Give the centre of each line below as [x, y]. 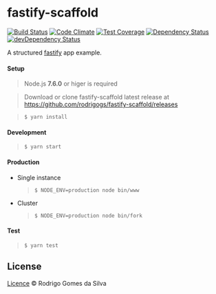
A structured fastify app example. [54, 52]
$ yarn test [41, 245]
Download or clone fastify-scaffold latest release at [97, 97]
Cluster [27, 203]
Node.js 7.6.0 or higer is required [71, 84]
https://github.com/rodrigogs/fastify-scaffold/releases [101, 104]
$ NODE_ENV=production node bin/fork [88, 215]
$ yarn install [46, 117]
